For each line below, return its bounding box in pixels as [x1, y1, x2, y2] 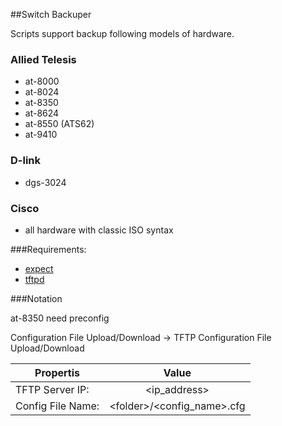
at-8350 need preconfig [10, 312, 110, 324]
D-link [10, 154, 42, 168]
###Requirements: [10, 243, 87, 255]
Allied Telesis [10, 52, 77, 66]
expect [24, 262, 54, 274]
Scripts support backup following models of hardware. [10, 28, 235, 39]
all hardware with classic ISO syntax [24, 224, 174, 236]
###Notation [10, 292, 63, 304]
